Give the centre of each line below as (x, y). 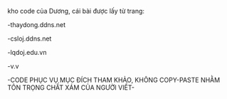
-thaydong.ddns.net (37, 25)
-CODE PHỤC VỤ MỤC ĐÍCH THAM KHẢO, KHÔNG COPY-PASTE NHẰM (114, 80)
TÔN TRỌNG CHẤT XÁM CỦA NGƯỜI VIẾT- (71, 88)
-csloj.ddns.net (30, 38)
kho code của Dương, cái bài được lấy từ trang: (76, 11)
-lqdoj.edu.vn (27, 52)
